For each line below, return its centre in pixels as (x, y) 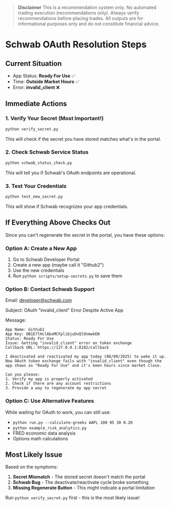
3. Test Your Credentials (36, 186)
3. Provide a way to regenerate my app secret (56, 388)
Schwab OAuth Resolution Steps (76, 44)
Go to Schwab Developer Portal (46, 259)
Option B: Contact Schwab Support (50, 289)
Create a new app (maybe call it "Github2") (58, 265)
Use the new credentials (39, 270)
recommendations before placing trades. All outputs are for (81, 18)
